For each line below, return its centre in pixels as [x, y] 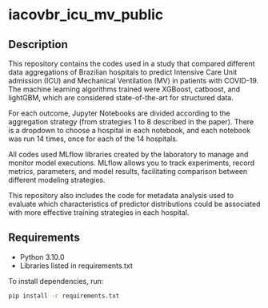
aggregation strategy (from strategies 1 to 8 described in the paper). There [131, 122]
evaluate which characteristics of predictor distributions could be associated [134, 204]
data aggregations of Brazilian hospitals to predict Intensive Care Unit [123, 72]
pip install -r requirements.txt [64, 296]
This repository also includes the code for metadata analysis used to [121, 195]
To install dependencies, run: [56, 281]
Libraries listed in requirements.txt [76, 265]
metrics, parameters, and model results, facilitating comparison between [128, 171]
